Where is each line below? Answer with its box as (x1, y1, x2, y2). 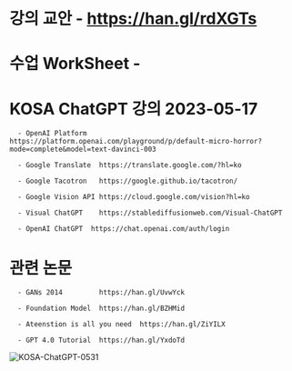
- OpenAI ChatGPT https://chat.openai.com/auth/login (17, 225, 230, 234)
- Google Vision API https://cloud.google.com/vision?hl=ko (17, 193, 250, 202)
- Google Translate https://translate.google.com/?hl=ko (17, 161, 243, 170)
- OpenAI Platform (17, 129, 88, 138)
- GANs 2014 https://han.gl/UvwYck (17, 288, 185, 297)
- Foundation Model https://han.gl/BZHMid (17, 304, 185, 314)
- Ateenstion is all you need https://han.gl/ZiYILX (17, 320, 226, 329)
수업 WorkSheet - (9, 54, 141, 74)
